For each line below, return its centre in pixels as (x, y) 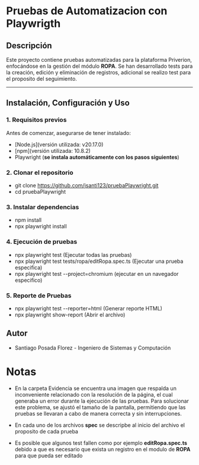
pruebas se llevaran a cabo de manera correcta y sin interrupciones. (98, 413)
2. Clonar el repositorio (40, 172)
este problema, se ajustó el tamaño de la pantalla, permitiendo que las (100, 407)
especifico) (28, 280)
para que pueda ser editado (49, 455)
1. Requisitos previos (36, 120)
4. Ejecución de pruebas (42, 242)
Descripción (29, 45)
